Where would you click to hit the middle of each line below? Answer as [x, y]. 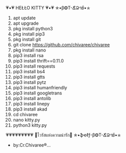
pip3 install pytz [29, 82]
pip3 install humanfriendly [40, 88]
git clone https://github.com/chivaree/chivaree [61, 45]
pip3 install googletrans [38, 93]
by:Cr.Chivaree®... [32, 145]
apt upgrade [26, 23]
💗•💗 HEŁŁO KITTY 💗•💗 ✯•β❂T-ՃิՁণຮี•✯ [48, 8]
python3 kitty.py [30, 125]
